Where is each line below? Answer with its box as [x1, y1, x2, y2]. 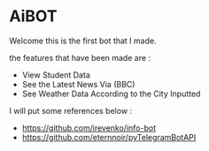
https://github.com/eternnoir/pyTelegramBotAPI [21, 132, 197, 142]
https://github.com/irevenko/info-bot [21, 122, 157, 133]
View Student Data [21, 69, 90, 80]
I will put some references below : [9, 105, 133, 116]
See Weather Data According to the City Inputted [21, 88, 201, 99]
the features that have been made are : [9, 52, 151, 63]
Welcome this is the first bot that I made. [9, 35, 157, 46]
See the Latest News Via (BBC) [21, 79, 135, 89]
